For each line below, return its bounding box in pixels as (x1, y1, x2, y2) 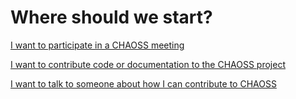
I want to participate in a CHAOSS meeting (10, 39, 185, 51)
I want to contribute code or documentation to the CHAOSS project (10, 58, 286, 70)
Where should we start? (10, 6, 213, 29)
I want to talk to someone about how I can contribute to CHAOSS (10, 77, 277, 90)
